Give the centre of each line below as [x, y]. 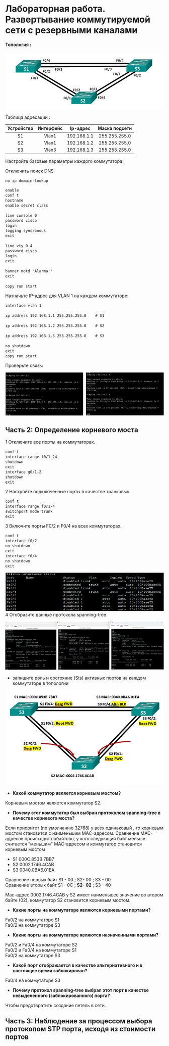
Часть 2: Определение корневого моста [72, 430]
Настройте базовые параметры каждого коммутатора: [65, 161]
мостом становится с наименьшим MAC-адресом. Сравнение [72, 833]
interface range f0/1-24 [31, 457]
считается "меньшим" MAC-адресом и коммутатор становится [74, 844]
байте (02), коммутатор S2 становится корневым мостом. [68, 900]
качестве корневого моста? [44, 818]
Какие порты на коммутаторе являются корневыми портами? [81, 910]
